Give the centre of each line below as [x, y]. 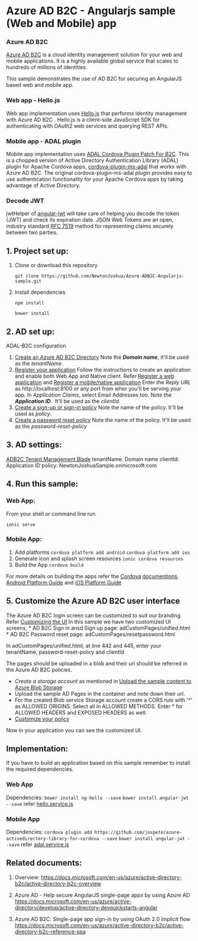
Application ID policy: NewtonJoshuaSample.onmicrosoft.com [82, 465]
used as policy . [33, 414]
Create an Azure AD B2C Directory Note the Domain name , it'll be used [102, 357]
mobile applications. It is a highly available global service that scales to [92, 61]
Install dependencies [40, 292]
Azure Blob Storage [38, 687]
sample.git [28, 281]
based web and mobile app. [40, 85]
